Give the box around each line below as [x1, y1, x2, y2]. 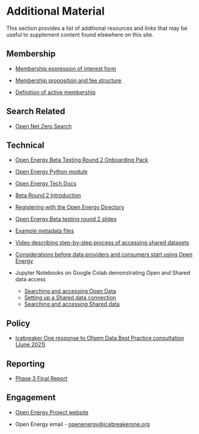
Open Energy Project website [15, 408, 89, 416]
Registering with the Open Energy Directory [15, 203, 125, 211]
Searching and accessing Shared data [24, 300, 120, 308]
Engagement [6, 392, 56, 403]
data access [15, 276, 46, 283]
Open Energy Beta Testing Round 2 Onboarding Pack [15, 156, 148, 164]
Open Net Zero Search [15, 122, 72, 129]
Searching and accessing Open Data [24, 288, 116, 295]
